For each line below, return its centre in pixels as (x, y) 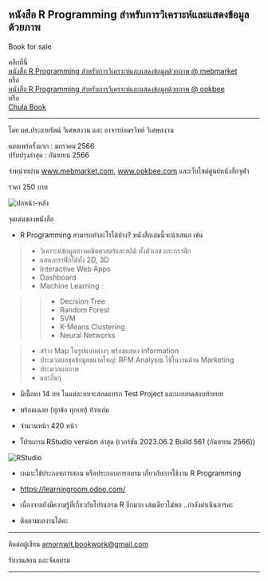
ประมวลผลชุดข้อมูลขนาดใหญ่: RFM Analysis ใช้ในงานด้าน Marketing (137, 360)
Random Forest (85, 309)
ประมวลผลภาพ (59, 368)
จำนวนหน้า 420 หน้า (48, 425)
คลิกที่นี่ (18, 62)
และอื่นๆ (50, 377)
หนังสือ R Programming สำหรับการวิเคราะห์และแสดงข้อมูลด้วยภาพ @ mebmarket (123, 71)
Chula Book (27, 107)
